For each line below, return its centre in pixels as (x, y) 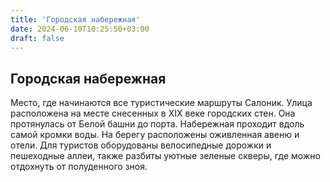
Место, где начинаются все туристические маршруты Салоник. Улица (161, 103)
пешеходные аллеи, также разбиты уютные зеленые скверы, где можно (165, 156)
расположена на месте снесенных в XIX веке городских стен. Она (153, 113)
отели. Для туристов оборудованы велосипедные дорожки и (141, 145)
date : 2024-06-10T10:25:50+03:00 (80, 29)
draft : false (37, 38)
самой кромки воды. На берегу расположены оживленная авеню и (155, 135)
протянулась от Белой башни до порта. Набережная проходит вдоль (157, 124)
